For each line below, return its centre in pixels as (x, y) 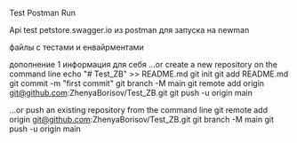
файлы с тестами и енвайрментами (76, 47)
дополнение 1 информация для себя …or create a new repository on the (144, 64)
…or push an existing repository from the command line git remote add (139, 110)
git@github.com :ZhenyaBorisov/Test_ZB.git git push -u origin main (131, 93)
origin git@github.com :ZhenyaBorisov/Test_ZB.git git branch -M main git (141, 119)
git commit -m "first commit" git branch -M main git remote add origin (137, 83)
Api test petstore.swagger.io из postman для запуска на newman (129, 30)
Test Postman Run (43, 13)
